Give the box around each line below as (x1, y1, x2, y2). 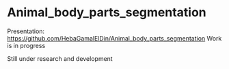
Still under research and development (7, 54, 113, 62)
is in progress (7, 41, 46, 49)
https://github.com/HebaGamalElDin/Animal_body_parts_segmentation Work (7, 34, 222, 42)
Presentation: (7, 27, 45, 35)
